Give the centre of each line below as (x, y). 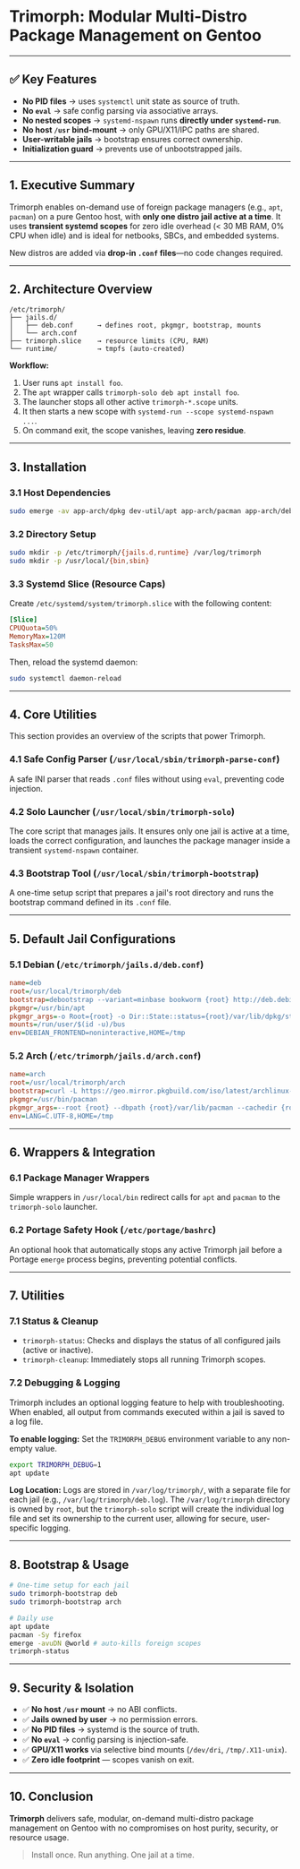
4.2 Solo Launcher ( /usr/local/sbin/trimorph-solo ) (122, 811)
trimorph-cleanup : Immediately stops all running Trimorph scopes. (144, 1359)
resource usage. (39, 1837)
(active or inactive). (58, 1350)
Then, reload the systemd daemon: (74, 662)
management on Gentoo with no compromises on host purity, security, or (144, 1828)
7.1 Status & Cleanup (54, 1321)
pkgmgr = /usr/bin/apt (48, 1008)
